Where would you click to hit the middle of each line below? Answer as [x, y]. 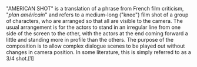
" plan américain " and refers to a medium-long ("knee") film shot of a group [97, 15]
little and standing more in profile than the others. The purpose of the [90, 40]
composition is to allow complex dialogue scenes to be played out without [96, 46]
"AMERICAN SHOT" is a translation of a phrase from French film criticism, [95, 9]
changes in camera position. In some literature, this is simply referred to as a [98, 52]
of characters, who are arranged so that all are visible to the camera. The [95, 21]
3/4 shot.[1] [20, 58]
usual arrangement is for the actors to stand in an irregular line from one [94, 27]
